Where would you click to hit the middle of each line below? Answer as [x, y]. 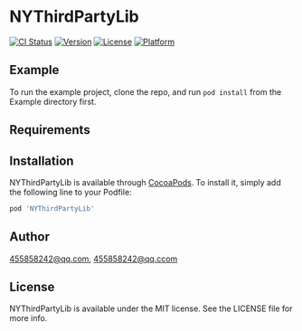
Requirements [50, 130]
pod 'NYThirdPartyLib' [52, 208]
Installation [42, 161]
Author [29, 237]
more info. [28, 318]
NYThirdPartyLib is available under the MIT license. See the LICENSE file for [151, 308]
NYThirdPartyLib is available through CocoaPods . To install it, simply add [146, 182]
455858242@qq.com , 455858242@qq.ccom [94, 259]
